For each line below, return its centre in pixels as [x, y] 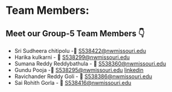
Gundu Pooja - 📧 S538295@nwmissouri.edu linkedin [79, 70]
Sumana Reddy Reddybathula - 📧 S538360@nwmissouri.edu [90, 63]
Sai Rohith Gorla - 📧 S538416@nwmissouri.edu [73, 83]
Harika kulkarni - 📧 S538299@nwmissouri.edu [72, 57]
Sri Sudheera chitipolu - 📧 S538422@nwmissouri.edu [80, 51]
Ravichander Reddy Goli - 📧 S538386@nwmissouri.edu [83, 76]
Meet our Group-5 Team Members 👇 [75, 33]
